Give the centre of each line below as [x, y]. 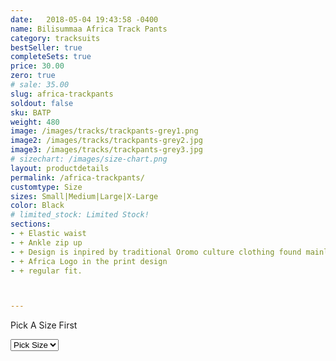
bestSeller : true [46, 47]
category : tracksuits [55, 38]
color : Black [37, 206]
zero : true [33, 76]
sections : [31, 224]
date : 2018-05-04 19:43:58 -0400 [84, 19]
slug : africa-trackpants [62, 94]
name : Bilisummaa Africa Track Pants [89, 29]
